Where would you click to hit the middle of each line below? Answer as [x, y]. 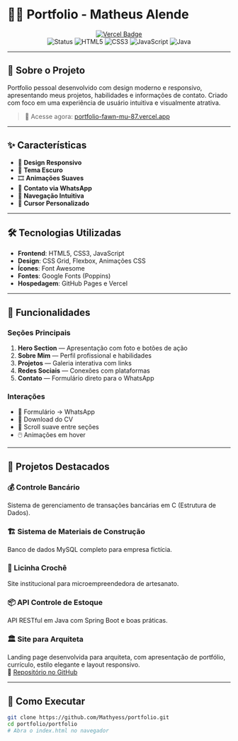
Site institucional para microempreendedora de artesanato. [93, 583]
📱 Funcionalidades [49, 312]
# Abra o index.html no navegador [58, 730]
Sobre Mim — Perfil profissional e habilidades [85, 356]
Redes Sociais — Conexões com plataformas [84, 370]
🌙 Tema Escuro [40, 170]
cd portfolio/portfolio [42, 724]
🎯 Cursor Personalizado [53, 203]
